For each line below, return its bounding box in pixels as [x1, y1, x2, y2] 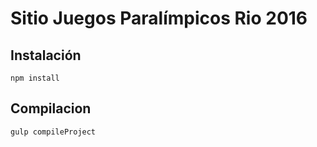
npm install [10, 73, 60, 83]
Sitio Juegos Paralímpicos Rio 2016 [10, 7, 308, 30]
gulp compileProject [10, 127, 97, 137]
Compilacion [10, 100, 92, 117]
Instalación [10, 47, 82, 64]
